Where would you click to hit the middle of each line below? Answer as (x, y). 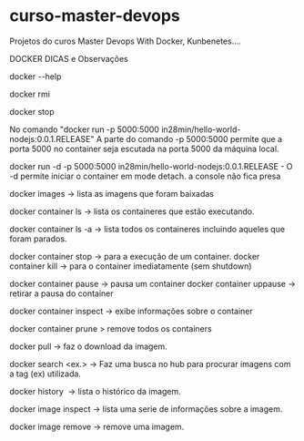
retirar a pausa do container (61, 293)
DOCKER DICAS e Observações (69, 58)
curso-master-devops (95, 16)
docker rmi (30, 94)
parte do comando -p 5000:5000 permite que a (193, 138)
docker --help (35, 76)
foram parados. (38, 239)
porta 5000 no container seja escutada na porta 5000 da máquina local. (144, 149)
